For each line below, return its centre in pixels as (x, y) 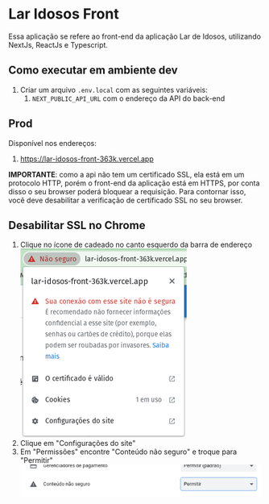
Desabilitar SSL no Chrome (77, 225)
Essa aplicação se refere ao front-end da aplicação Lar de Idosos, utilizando (135, 36)
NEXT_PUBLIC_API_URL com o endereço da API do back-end (128, 98)
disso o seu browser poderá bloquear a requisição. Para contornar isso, (127, 191)
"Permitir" (37, 460)
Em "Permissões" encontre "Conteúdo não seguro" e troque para (128, 452)
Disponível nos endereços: (52, 143)
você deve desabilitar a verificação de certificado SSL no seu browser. (126, 200)
